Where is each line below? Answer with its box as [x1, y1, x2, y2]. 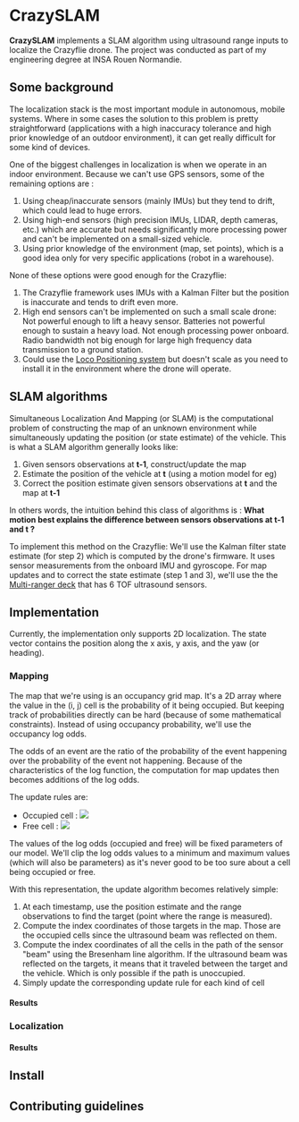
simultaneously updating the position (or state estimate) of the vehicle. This [9, 431, 287, 443]
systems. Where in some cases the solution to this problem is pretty [9, 113, 259, 123]
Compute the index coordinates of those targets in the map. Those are [21, 920, 281, 931]
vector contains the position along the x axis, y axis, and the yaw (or [9, 638, 260, 649]
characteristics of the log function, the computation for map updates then [9, 764, 279, 775]
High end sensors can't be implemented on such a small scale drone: [21, 306, 277, 317]
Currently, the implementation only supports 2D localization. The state [9, 628, 267, 640]
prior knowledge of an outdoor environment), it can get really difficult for [9, 132, 277, 143]
